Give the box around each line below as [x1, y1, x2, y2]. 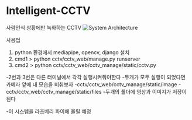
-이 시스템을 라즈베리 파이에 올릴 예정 [6, 108, 92, 115]
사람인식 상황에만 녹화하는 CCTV [6, 24, 82, 31]
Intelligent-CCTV [6, 4, 91, 17]
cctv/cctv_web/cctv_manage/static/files [6, 88, 102, 95]
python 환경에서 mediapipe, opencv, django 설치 [14, 48, 130, 56]
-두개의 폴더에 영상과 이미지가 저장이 [102, 88, 187, 95]
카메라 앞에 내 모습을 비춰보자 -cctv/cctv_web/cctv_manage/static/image [6, 80, 177, 88]
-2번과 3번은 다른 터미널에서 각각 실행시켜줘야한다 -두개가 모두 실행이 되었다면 [6, 73, 186, 80]
